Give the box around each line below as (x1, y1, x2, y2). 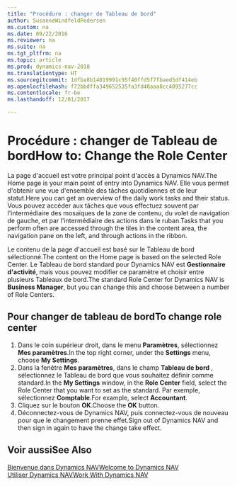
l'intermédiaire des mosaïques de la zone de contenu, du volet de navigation (7, 208, 230, 217)
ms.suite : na (7, 43, 46, 50)
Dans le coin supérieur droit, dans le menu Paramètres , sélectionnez (17, 341, 219, 349)
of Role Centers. (7, 290, 55, 298)
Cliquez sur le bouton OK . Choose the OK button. (17, 401, 160, 409)
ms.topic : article (7, 57, 62, 64)
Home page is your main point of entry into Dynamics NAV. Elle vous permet (7, 179, 229, 187)
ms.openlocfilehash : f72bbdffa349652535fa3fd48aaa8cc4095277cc (7, 83, 198, 90)
